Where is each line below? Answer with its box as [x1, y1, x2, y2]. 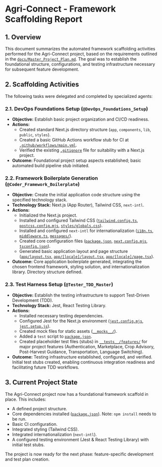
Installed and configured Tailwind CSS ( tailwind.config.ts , [19, 218, 138, 223]
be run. [12, 416, 27, 422]
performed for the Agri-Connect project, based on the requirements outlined [5, 51, 157, 57]
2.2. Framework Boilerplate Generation [5, 175, 98, 182]
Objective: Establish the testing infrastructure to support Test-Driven [12, 292, 150, 298]
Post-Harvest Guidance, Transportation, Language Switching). [19, 349, 144, 355]
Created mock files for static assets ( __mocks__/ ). [19, 328, 118, 334]
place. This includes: [5, 396, 46, 402]
